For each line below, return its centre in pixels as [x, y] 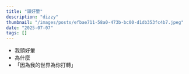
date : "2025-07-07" [30, 28]
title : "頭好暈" [24, 11]
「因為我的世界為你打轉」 [45, 65]
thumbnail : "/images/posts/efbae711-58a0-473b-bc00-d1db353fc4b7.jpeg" [95, 22]
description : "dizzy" [32, 17]
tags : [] [17, 33]
